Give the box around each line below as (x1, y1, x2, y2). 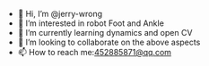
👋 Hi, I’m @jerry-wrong (17, 9, 103, 19)
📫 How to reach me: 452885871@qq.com (17, 47, 172, 57)
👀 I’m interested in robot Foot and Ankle (17, 18, 164, 29)
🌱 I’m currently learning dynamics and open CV (17, 28, 193, 37)
